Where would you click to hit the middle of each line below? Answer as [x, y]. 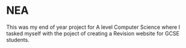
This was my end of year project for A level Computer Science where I [93, 27]
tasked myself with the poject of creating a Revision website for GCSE [93, 33]
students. [18, 40]
